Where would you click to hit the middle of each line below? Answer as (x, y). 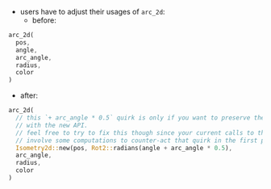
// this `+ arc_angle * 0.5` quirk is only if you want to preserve (133, 118)
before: (44, 20)
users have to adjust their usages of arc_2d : (92, 12)
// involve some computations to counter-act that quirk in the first (137, 141)
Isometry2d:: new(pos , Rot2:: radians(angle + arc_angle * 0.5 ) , (124, 148)
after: (29, 95)
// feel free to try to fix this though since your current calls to (135, 132)
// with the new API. (52, 125)
